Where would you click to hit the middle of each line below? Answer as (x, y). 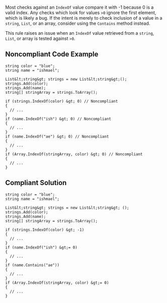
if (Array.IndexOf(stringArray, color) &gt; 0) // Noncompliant (74, 154)
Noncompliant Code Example (52, 54)
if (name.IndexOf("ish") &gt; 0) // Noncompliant (58, 119)
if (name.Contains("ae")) (32, 265)
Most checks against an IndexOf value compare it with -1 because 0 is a (79, 7)
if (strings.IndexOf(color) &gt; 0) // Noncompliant (62, 101)
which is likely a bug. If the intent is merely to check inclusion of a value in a (84, 18)
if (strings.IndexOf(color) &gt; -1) (45, 230)
